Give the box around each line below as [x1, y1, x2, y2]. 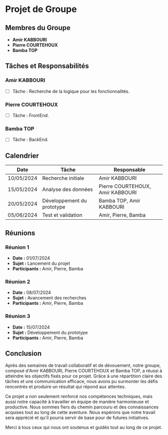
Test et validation [42, 212, 82, 219]
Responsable [113, 166, 146, 173]
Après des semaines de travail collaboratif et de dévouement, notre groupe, [5, 362, 161, 368]
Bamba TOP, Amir [98, 197, 141, 204]
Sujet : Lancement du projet [12, 260, 70, 266]
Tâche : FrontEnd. [12, 113, 49, 119]
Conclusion [5, 349, 42, 357]
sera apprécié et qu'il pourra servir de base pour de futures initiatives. [5, 414, 149, 421]
